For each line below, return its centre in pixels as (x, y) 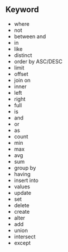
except (22, 243)
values (22, 186)
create (22, 211)
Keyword (22, 10)
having (22, 174)
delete (22, 205)
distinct (23, 55)
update (23, 193)
